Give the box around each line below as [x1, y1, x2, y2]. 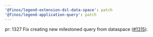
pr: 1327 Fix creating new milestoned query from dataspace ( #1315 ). [5, 26, 148, 32]
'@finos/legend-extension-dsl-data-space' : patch [5, 7, 113, 13]
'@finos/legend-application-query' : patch [5, 12, 97, 17]
